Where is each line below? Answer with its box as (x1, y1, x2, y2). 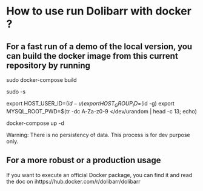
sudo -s (6, 88, 26, 95)
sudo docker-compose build (6, 76, 77, 83)
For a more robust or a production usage (6, 155, 162, 166)
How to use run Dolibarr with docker (6, 4, 192, 18)
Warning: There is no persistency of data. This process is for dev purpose (6, 131, 191, 138)
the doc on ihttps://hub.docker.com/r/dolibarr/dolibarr (6, 178, 141, 185)
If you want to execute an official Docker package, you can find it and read (6, 171, 193, 178)
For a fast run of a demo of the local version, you (6, 41, 193, 52)
